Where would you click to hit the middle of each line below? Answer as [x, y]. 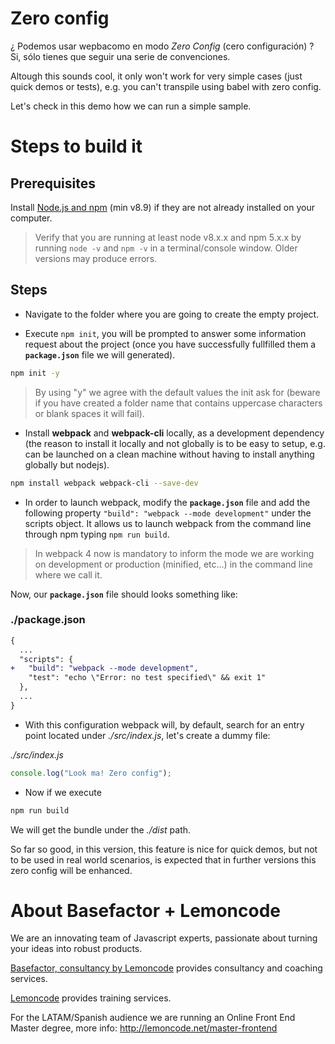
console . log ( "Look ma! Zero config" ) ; [91, 773]
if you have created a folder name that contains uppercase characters [178, 403]
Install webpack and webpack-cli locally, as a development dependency [174, 433]
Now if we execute [63, 792]
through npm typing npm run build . [97, 534]
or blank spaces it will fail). [89, 413]
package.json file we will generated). [100, 354]
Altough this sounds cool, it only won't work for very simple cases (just [156, 76]
